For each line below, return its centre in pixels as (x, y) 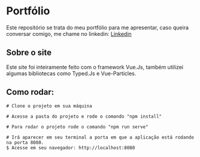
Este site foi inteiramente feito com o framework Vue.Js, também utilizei (95, 67)
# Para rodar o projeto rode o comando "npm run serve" (77, 127)
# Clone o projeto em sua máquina (49, 106)
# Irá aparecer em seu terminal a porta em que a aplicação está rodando (100, 137)
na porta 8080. (25, 142)
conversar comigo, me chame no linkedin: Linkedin (69, 33)
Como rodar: (30, 92)
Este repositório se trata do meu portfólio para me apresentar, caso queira (98, 27)
